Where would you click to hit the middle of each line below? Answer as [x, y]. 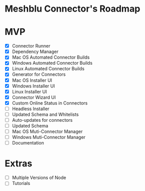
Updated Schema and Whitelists [45, 114]
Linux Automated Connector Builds [48, 69]
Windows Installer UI [33, 86]
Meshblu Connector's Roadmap [72, 9]
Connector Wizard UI [34, 97]
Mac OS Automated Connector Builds [51, 57]
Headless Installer [31, 109]
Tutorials [21, 183]
